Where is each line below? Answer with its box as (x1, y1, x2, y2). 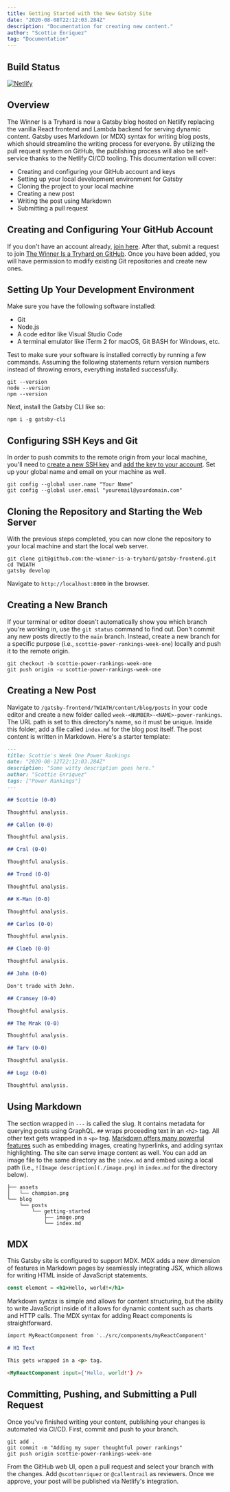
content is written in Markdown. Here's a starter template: (7, 732, 170, 740)
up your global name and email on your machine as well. (7, 468, 167, 476)
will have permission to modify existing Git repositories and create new (7, 257, 207, 265)
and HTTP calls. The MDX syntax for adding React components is (7, 1312, 192, 1320)
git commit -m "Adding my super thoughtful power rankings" (7, 1444, 183, 1451)
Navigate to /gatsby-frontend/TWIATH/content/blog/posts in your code (7, 703, 208, 711)
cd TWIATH (7, 561, 36, 568)
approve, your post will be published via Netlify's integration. (7, 1477, 179, 1485)
